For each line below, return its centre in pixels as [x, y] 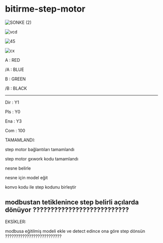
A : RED [13, 60]
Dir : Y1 [12, 102]
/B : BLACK [16, 88]
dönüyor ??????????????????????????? [67, 210]
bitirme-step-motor [45, 9]
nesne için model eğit [26, 177]
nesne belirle [18, 168]
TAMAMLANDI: [20, 140]
